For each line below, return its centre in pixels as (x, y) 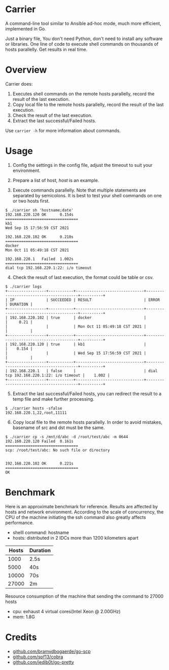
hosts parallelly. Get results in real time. (46, 49)
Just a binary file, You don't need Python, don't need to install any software (84, 39)
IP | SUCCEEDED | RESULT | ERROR (85, 300)
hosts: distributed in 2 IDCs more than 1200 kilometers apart (75, 538)
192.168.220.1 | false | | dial (84, 371)
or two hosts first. (31, 201)
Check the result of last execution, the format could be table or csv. (83, 277)
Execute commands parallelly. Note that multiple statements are (79, 190)
